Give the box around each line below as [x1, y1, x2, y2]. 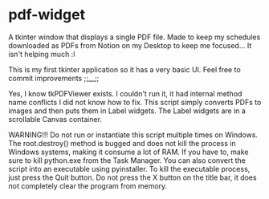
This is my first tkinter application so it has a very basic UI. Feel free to [8, 64, 241, 74]
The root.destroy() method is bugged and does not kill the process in [8, 138, 236, 148]
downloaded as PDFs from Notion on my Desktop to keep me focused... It [8, 40, 252, 50]
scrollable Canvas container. [8, 114, 103, 124]
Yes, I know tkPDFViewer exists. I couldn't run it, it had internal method [8, 88, 243, 98]
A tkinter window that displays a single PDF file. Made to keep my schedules [8, 32, 261, 42]
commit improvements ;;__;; [8, 73, 100, 83]
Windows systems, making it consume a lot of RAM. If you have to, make [8, 147, 249, 156]
